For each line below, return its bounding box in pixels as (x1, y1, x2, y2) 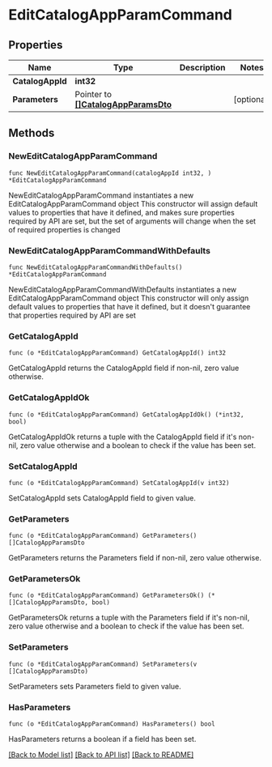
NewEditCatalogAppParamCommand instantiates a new (8, 190, 194, 200)
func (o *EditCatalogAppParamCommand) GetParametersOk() (8, 591, 205, 600)
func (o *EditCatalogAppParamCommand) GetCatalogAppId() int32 (8, 349, 227, 357)
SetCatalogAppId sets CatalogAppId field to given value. (8, 492, 197, 503)
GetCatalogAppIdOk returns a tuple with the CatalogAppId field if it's (8, 432, 237, 441)
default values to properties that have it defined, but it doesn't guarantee (8, 301, 251, 311)
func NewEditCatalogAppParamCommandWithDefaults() (8, 263, 183, 271)
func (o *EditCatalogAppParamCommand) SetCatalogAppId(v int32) (8, 479, 230, 487)
